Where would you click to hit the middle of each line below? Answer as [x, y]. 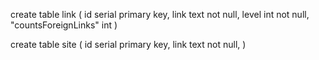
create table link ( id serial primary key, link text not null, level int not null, [160, 14]
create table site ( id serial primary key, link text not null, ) [128, 44]
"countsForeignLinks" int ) [64, 25]
